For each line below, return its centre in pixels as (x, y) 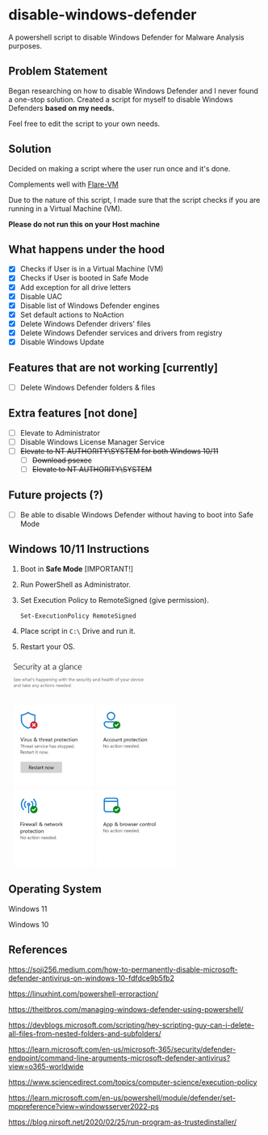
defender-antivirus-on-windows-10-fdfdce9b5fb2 (92, 978)
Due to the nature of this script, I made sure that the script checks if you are (134, 200)
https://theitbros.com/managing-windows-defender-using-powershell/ (126, 1009)
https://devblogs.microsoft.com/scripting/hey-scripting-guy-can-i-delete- (132, 1025)
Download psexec (62, 460)
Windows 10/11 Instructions (79, 549)
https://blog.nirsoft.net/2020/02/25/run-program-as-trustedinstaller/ (123, 1122)
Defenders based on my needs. (61, 108)
